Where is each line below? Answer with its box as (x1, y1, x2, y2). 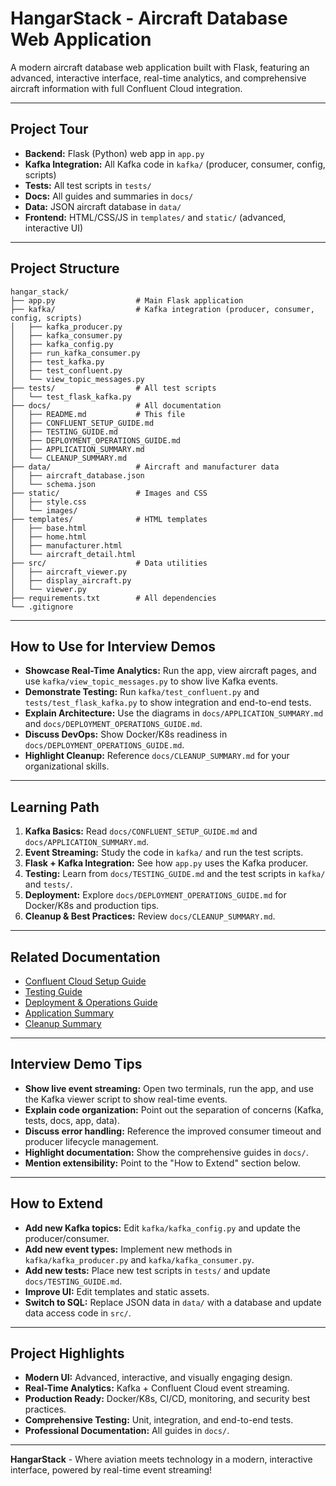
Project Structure (10, 260, 120, 277)
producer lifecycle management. (24, 1135, 159, 1147)
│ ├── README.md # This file (10, 409, 186, 419)
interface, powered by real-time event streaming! (10, 1464, 213, 1476)
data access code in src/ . (24, 1307, 132, 1319)
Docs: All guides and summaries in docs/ (24, 190, 194, 202)
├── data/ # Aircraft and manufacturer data (10, 462, 280, 472)
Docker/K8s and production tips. (24, 900, 160, 912)
